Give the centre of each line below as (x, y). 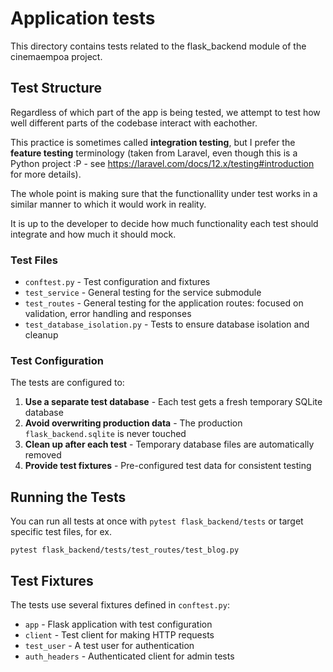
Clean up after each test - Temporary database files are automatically (169, 444)
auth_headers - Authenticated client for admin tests (129, 656)
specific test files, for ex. (61, 532)
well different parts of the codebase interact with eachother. (134, 123)
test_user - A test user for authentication (109, 645)
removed (43, 455)
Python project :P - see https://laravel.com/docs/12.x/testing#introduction (162, 163)
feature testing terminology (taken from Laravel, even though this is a (154, 153)
